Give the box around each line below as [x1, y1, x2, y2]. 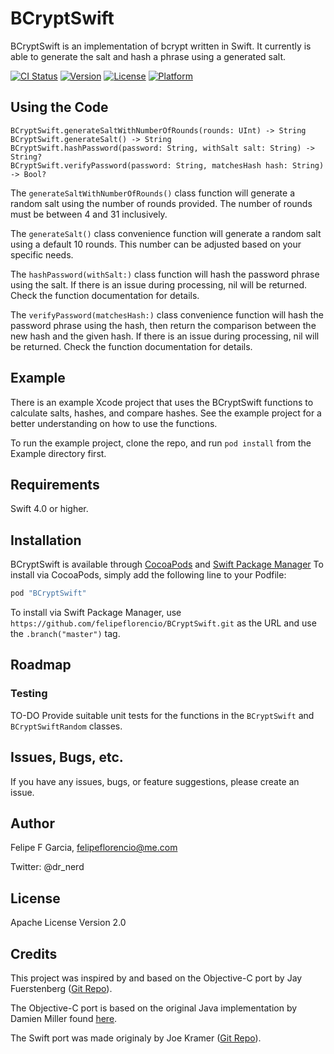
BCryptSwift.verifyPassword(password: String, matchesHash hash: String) [10, 160, 325, 171]
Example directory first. [10, 447, 107, 459]
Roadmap [10, 657, 72, 674]
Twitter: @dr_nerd [10, 861, 85, 873]
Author [10, 815, 55, 832]
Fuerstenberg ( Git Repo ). [10, 983, 113, 994]
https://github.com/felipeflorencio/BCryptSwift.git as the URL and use [10, 617, 317, 629]
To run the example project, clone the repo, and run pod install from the [10, 437, 312, 449]
